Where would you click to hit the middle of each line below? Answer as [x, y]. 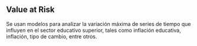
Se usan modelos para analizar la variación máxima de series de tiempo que [98, 24]
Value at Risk [30, 10]
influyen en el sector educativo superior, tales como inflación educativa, [93, 30]
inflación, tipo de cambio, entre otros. [52, 36]
